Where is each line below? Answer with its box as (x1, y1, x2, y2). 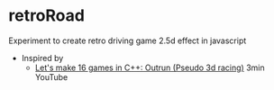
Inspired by (21, 52, 64, 63)
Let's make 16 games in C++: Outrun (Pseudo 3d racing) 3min (34, 62, 265, 73)
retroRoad (8, 5, 85, 26)
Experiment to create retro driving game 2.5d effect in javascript (8, 35, 247, 46)
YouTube (34, 71, 68, 82)
